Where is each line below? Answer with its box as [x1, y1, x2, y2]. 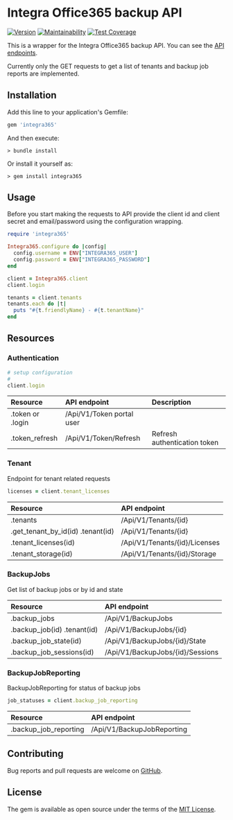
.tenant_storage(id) [10, 549, 73, 559]
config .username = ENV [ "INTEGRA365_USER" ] [13, 250, 138, 257]
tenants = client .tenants [7, 294, 82, 301]
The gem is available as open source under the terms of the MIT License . [7, 805, 216, 813]
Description [151, 397, 191, 407]
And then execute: [7, 134, 60, 142]
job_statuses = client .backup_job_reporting [7, 697, 138, 704]
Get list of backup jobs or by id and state [7, 585, 123, 593]
